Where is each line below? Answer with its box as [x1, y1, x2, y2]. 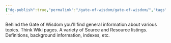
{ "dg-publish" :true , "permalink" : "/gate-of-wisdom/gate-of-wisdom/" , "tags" [5, 7, 167, 13]
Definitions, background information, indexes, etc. [5, 32, 110, 38]
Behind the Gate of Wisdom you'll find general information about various [5, 21, 157, 27]
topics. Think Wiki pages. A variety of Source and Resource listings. [5, 26, 148, 33]
